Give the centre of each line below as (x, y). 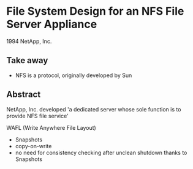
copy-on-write (33, 146)
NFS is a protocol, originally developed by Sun (74, 75)
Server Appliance (52, 24)
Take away (27, 60)
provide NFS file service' (37, 116)
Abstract (24, 95)
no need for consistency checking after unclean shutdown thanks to (101, 152)
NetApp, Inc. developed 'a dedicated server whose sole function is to (94, 109)
